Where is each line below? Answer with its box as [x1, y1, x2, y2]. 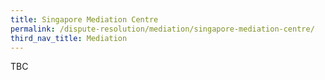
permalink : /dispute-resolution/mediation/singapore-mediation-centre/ [10, 24, 315, 34]
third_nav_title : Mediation [10, 33, 128, 43]
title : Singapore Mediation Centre [10, 14, 159, 25]
